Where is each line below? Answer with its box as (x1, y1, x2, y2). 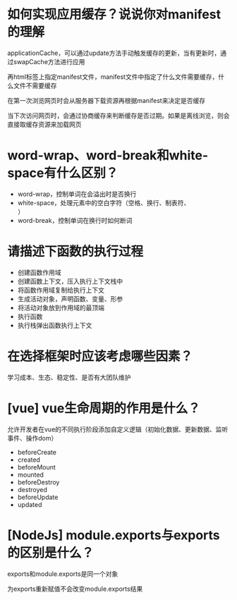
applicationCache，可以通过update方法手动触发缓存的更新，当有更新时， (7, 49, 221, 57)
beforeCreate (17, 448, 56, 456)
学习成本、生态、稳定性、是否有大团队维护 (7, 373, 131, 381)
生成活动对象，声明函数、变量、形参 (17, 294, 123, 303)
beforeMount (17, 463, 56, 471)
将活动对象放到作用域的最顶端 (17, 303, 104, 312)
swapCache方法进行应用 (13, 57, 85, 66)
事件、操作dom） (7, 434, 58, 442)
